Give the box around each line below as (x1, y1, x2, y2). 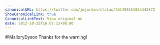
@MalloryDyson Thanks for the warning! (5, 34, 87, 40)
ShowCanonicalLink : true (5, 12, 56, 17)
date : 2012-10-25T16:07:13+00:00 (5, 21, 74, 26)
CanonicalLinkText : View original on (5, 16, 83, 21)
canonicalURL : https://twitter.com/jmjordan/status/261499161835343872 (5, 7, 155, 12)
